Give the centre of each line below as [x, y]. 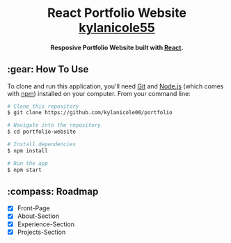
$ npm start [24, 170]
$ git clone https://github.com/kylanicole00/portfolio [90, 113]
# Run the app [28, 163]
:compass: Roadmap [53, 191]
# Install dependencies [42, 144]
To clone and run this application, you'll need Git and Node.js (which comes [115, 86]
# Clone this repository [43, 106]
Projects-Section [41, 232]
